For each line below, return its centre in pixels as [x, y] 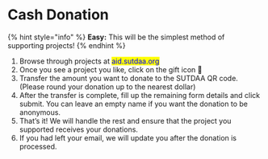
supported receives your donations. [79, 129]
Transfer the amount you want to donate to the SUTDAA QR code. [129, 78]
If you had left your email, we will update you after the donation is [128, 137]
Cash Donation [59, 15]
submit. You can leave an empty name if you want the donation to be [133, 104]
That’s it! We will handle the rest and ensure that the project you [125, 120]
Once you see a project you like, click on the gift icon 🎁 [111, 69]
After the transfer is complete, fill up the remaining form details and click [140, 95]
